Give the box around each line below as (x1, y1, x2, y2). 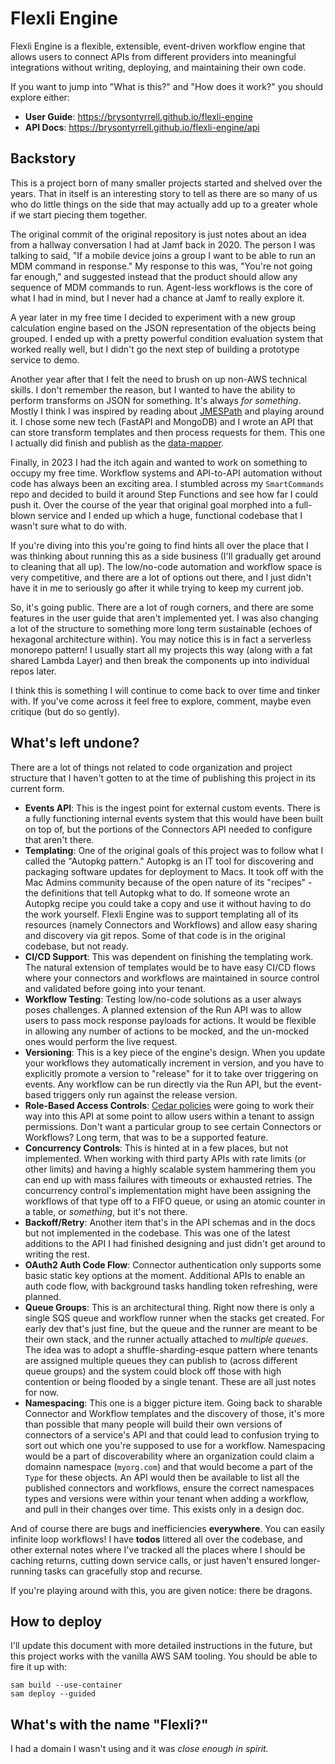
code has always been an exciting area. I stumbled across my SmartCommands (10, 477, 325, 489)
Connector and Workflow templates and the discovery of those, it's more (24, 1407, 325, 1419)
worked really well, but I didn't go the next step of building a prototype (10, 343, 300, 355)
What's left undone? (10, 735, 140, 752)
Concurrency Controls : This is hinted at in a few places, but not (24, 1142, 289, 1154)
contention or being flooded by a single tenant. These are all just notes (24, 1375, 317, 1387)
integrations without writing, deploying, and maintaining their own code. (10, 61, 307, 73)
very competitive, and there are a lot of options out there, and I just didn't (10, 571, 312, 583)
